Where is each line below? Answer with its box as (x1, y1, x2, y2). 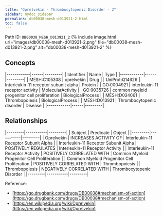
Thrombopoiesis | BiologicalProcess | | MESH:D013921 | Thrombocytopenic (5, 98, 156, 103)
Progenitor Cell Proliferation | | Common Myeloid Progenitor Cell (5, 156, 133, 161)
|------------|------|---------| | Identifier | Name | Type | (5, 72, 118, 78)
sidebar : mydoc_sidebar (5, 12, 54, 17)
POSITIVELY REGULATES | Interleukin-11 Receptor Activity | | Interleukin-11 (5, 145, 155, 151)
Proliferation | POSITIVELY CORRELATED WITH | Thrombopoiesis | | (5, 160, 141, 166)
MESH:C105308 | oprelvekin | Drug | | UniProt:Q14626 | (29, 77, 140, 83)
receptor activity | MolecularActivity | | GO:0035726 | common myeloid (5, 87, 147, 93)
